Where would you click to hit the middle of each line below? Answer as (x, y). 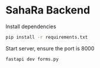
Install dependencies (31, 26)
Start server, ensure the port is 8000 (50, 48)
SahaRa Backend (48, 10)
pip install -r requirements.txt (47, 37)
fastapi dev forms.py (32, 59)
